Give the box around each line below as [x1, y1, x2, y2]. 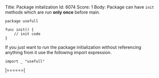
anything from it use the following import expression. [5, 50, 112, 55]
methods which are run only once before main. [5, 9, 101, 15]
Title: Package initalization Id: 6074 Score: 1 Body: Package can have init [5, 4, 155, 10]
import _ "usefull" [5, 59, 45, 64]
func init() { [5, 27, 34, 32]
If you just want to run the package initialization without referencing [5, 44, 141, 50]
